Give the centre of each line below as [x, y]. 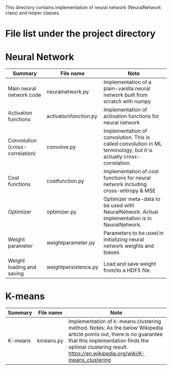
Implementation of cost [131, 172]
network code [25, 95]
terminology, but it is [128, 150]
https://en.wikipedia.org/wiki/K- [106, 354]
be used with [119, 206]
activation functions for [131, 116]
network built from [125, 95]
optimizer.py [62, 212]
